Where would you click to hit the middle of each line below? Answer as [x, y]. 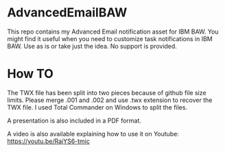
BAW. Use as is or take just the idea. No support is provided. [92, 46]
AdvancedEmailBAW [67, 13]
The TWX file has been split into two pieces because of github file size [107, 92]
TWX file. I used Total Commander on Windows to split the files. [97, 107]
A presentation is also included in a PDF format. [74, 121]
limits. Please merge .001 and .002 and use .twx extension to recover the [110, 100]
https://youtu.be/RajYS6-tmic [49, 141]
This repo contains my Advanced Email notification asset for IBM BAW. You [113, 31]
